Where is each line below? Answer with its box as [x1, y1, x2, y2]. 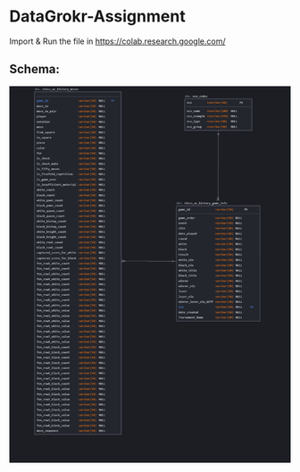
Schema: [9, 62, 61, 77]
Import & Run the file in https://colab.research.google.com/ [9, 36, 226, 46]
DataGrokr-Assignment [9, 6, 186, 27]
